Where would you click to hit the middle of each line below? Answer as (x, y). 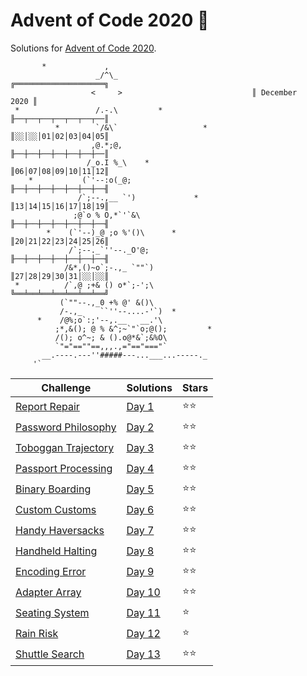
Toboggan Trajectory (65, 448)
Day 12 (143, 634)
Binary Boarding (53, 489)
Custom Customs (56, 510)
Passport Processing (64, 469)
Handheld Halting (56, 551)
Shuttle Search (50, 654)
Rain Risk (37, 634)
